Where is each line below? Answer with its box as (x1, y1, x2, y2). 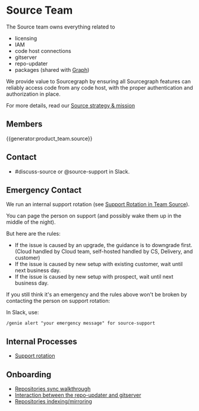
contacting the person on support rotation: (6, 298, 110, 305)
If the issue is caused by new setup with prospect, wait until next (14, 273, 173, 280)
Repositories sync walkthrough (14, 385, 91, 392)
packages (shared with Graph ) (14, 66, 90, 73)
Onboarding (6, 369, 52, 380)
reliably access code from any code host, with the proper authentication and (6, 84, 193, 91)
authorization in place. (6, 90, 61, 97)
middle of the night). (6, 219, 56, 226)
